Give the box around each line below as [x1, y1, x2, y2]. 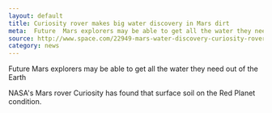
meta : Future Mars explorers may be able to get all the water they [8, 27, 252, 35]
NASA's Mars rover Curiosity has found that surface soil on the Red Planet [8, 88, 256, 98]
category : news [8, 42, 60, 50]
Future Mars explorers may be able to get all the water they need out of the [8, 64, 259, 73]
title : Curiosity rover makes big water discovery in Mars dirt [8, 19, 230, 27]
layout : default [8, 11, 63, 20]
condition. [8, 97, 42, 107]
